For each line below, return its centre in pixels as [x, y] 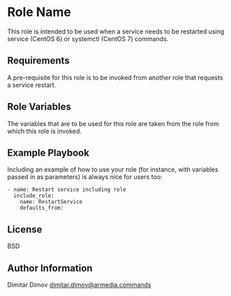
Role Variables [39, 107]
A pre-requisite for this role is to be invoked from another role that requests [115, 77]
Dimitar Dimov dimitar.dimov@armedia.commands [79, 285]
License [25, 229]
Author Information [50, 268]
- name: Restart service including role [67, 190]
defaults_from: [42, 208]
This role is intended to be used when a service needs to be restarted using [116, 31]
